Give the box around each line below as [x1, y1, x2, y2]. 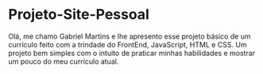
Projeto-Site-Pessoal [8, 6, 149, 24]
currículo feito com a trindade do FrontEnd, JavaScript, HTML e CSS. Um [8, 39, 248, 49]
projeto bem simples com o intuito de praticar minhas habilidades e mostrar [8, 48, 256, 57]
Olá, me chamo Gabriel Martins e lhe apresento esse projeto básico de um [8, 31, 252, 41]
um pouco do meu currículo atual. [8, 57, 119, 66]
